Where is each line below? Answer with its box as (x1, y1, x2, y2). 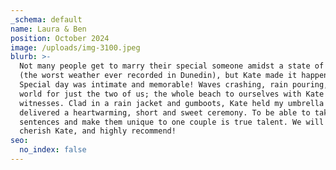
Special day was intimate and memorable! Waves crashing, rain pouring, (19, 80, 329, 90)
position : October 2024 (10, 33, 110, 43)
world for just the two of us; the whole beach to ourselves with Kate (19, 89, 325, 99)
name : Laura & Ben (10, 24, 87, 34)
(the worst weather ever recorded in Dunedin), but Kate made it (19, 71, 298, 81)
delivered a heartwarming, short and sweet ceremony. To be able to (19, 107, 311, 118)
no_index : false (19, 145, 87, 155)
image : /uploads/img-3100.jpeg (10, 42, 141, 53)
